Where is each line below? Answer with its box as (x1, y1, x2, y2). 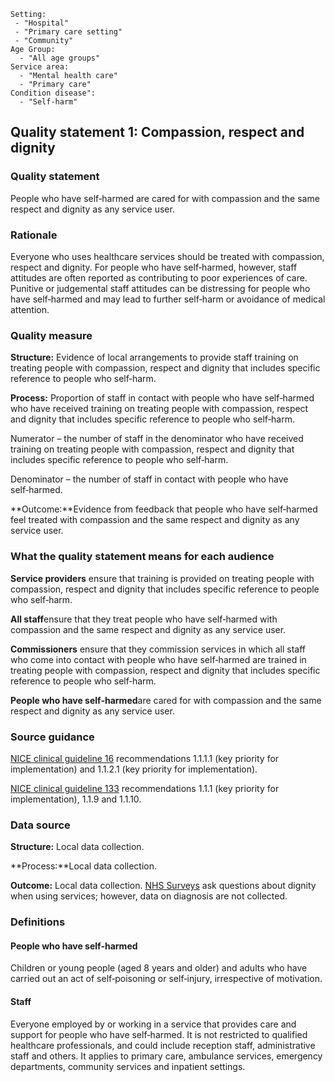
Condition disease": (10, 88, 97, 98)
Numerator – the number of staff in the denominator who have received (10, 433, 304, 445)
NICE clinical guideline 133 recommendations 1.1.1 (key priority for (10, 782, 280, 794)
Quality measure (10, 328, 93, 342)
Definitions (10, 915, 66, 929)
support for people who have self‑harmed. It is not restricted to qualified (10, 1028, 308, 1040)
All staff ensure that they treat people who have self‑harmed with (10, 613, 278, 625)
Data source (10, 818, 71, 832)
